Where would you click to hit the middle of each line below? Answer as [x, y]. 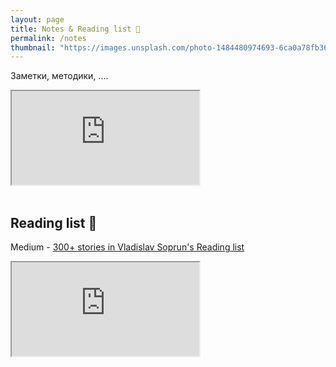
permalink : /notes [48, 38]
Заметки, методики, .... [59, 76]
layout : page [37, 19]
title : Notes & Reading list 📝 [75, 29]
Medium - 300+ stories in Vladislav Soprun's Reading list [127, 247]
